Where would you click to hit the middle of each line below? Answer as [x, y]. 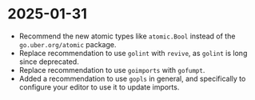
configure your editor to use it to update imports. [99, 87]
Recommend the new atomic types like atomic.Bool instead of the [127, 36]
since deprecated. [49, 62]
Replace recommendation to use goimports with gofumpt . [112, 70]
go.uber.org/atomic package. [68, 44]
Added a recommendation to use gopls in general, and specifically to [132, 78]
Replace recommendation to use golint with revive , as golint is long [133, 53]
